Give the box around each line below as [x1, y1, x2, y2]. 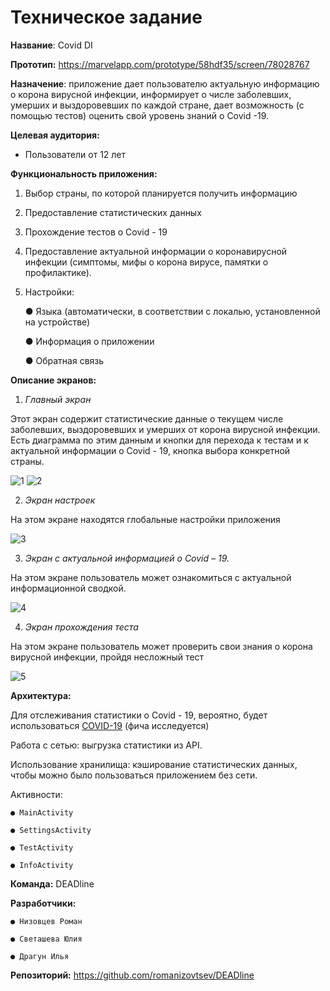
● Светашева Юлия [10, 934, 83, 944]
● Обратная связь [24, 354, 105, 366]
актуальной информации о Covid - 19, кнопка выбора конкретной [10, 444, 291, 456]
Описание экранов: [10, 374, 97, 386]
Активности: [10, 788, 63, 800]
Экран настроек [24, 494, 96, 506]
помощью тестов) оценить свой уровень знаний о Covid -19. [10, 109, 269, 121]
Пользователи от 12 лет [24, 148, 127, 160]
